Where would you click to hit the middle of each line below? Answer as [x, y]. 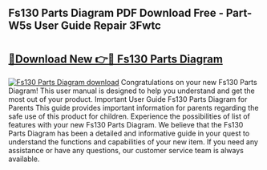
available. [24, 159]
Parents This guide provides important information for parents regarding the [133, 108]
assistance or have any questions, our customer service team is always [126, 150]
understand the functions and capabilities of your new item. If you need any [133, 142]
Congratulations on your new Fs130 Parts [189, 82]
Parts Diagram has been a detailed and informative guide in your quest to [129, 133]
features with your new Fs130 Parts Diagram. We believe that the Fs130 [126, 125]
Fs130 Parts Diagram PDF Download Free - [116, 13]
